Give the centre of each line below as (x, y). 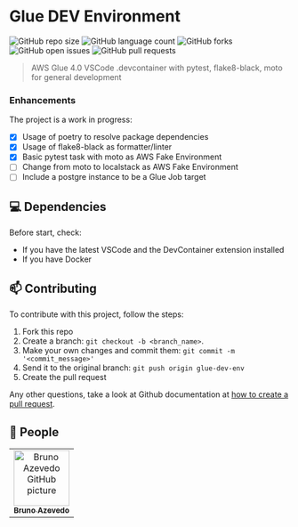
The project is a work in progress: (71, 120)
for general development (76, 77)
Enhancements (43, 100)
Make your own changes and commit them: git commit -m (129, 351)
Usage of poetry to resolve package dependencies (115, 137)
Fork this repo (48, 332)
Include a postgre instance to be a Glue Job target (114, 177)
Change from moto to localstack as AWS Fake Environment (130, 167)
